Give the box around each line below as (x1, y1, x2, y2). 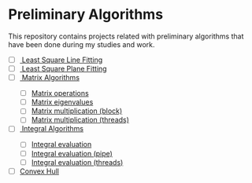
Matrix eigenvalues (31, 97, 94, 107)
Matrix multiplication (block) (31, 106, 123, 115)
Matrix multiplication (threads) (31, 115, 130, 125)
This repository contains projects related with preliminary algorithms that (8, 31, 244, 41)
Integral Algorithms (21, 124, 84, 134)
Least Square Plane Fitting (21, 64, 108, 73)
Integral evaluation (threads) (31, 157, 124, 167)
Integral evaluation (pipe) (31, 148, 113, 158)
